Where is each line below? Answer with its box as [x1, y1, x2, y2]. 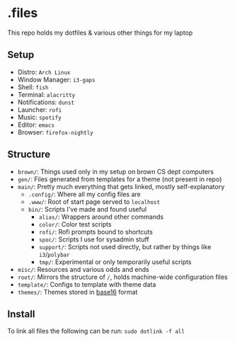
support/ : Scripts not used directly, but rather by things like [38, 242, 212, 251]
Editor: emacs [17, 120, 55, 129]
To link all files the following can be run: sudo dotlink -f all [7, 327, 185, 336]
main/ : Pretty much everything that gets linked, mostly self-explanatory [17, 182, 225, 190]
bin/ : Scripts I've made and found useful [28, 205, 147, 213]
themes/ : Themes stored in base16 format [17, 287, 138, 296]
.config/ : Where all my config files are [28, 190, 141, 198]
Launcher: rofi [17, 105, 62, 114]
